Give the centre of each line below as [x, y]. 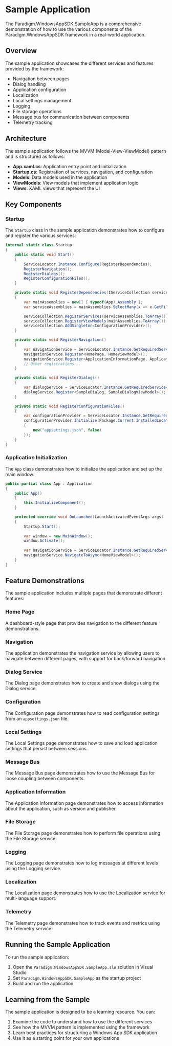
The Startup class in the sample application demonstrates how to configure [85, 230]
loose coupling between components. [45, 779]
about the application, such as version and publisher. [61, 808]
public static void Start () [44, 255]
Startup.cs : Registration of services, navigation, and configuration [83, 172]
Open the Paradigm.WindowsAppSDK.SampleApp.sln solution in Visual [83, 967]
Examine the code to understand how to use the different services [82, 1022]
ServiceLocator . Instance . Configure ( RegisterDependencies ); [88, 264]
